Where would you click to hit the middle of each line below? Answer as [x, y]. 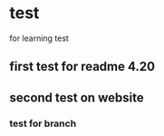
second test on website [77, 97]
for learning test [39, 38]
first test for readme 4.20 [82, 67]
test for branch [43, 123]
